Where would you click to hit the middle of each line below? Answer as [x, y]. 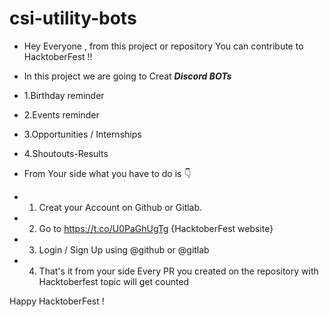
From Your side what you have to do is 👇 [107, 173]
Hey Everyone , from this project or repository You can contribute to [163, 46]
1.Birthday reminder [64, 95]
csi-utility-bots [73, 18]
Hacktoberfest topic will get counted [114, 281]
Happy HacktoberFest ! [57, 301]
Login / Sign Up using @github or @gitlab [124, 249]
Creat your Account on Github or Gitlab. [120, 207]
